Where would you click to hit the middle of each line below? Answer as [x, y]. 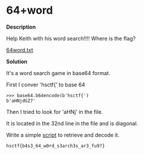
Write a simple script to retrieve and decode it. [63, 135]
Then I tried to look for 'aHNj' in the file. [54, 111]
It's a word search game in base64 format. [58, 73]
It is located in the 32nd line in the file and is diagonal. [72, 123]
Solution [17, 61]
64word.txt [20, 50]
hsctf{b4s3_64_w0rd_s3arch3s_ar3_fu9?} [56, 146]
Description [21, 27]
